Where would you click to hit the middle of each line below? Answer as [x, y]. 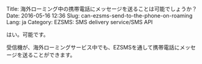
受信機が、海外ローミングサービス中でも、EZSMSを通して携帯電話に [93, 47]
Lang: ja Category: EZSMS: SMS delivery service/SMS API [80, 22]
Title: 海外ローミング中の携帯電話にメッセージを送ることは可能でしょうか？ [102, 9]
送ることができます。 [49, 55]
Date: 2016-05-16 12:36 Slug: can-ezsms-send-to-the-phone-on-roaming [99, 16]
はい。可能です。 [28, 34]
